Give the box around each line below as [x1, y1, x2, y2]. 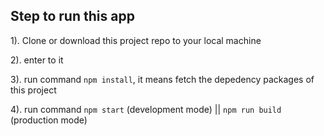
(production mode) [10, 114, 88, 126]
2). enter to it [10, 54, 64, 66]
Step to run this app [10, 8, 135, 25]
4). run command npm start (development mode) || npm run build [10, 103, 282, 115]
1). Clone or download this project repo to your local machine [10, 34, 262, 46]
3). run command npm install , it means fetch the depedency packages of [10, 73, 315, 85]
